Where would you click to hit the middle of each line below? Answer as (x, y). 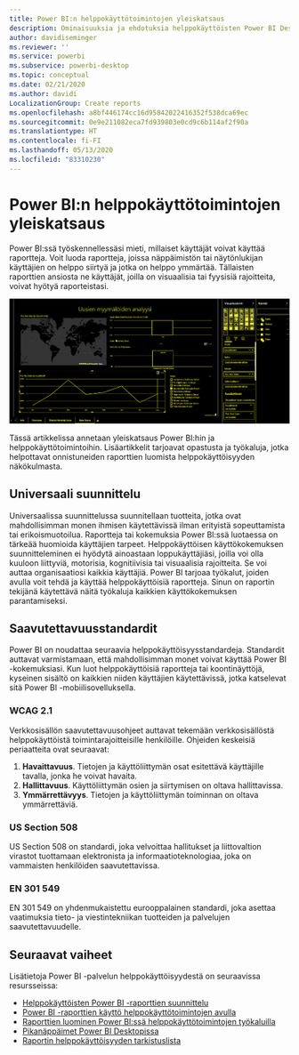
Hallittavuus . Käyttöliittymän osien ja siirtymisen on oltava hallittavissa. (152, 785)
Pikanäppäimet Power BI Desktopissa (90, 1031)
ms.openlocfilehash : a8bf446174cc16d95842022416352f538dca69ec (129, 113)
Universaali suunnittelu (75, 494)
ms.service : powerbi (48, 56)
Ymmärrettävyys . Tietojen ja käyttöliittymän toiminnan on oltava (140, 794)
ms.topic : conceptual (49, 76)
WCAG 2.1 (31, 711)
